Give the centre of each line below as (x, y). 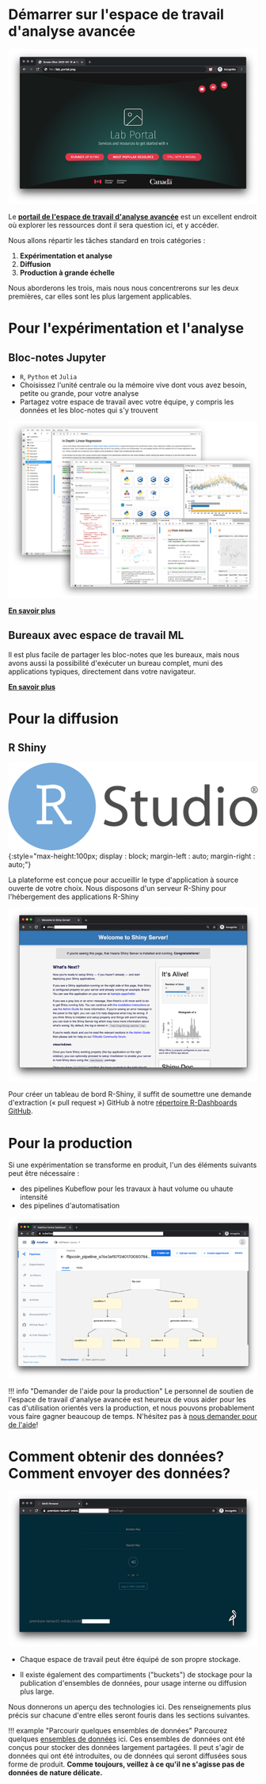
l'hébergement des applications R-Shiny (74, 896)
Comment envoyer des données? (120, 1474)
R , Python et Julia (48, 377)
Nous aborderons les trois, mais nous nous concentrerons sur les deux (123, 288)
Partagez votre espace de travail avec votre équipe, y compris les (127, 402)
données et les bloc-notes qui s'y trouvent (89, 410)
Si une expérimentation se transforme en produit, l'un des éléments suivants (133, 1165)
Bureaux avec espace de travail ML (96, 635)
